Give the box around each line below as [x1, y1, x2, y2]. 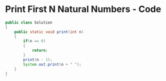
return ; [31, 48, 48, 53]
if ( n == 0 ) [23, 38, 46, 43]
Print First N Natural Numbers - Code [5, 3, 161, 15]
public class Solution [5, 20, 52, 25]
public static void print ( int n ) [14, 29, 84, 34]
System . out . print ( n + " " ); [23, 61, 81, 67]
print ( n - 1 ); [23, 57, 52, 62]
